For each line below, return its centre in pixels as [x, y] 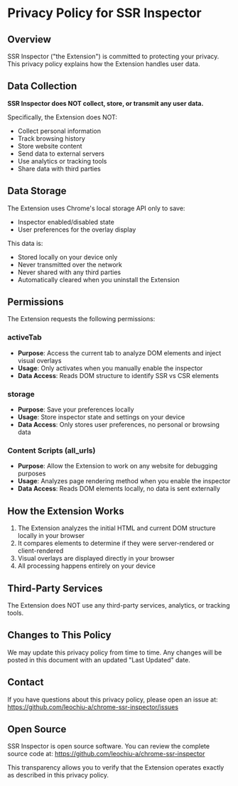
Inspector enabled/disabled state [66, 222]
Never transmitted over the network [70, 264]
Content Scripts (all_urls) [52, 451]
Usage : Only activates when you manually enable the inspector [110, 368]
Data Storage [37, 191]
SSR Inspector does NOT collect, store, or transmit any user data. [106, 103]
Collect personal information [59, 131]
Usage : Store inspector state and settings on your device [101, 417]
